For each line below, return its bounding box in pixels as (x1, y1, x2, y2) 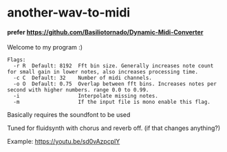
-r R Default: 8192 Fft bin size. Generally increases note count (13, 63, 214, 69)
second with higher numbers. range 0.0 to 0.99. (7, 87, 149, 94)
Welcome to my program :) (7, 43, 83, 52)
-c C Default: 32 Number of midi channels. (13, 74, 153, 82)
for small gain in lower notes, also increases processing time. (7, 69, 198, 76)
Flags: (7, 56, 26, 63)
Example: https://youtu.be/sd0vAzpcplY (7, 138, 120, 146)
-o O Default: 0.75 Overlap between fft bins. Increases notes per (13, 80, 217, 87)
